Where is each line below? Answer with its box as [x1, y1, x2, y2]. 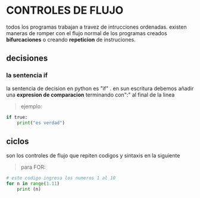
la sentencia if [6, 71, 48, 79]
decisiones [6, 53, 48, 63]
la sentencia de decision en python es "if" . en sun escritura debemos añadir [6, 85, 194, 92]
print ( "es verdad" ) [17, 120, 65, 126]
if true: [6, 114, 28, 120]
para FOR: [20, 163, 46, 171]
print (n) [17, 186, 42, 192]
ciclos [6, 136, 29, 146]
